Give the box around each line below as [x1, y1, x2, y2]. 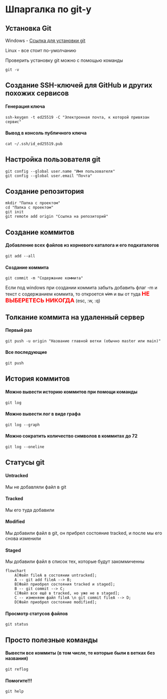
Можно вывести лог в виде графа [5, 411, 81, 417]
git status [5, 622, 29, 627]
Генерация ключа [5, 103, 45, 109]
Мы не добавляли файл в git [5, 484, 66, 490]
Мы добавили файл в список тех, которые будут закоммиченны [5, 558, 145, 565]
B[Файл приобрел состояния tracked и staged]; [14, 582, 115, 587]
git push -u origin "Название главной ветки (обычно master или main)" [5, 339, 161, 344]
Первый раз [5, 327, 32, 333]
